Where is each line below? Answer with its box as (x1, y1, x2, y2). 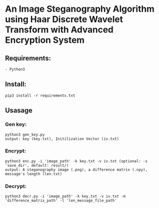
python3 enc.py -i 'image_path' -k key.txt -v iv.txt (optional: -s (5, 159, 148, 164)
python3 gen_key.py (5, 132, 45, 137)
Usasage (5, 106, 33, 115)
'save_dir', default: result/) (5, 163, 69, 168)
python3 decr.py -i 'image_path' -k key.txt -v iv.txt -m (5, 194, 126, 199)
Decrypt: (5, 183, 27, 189)
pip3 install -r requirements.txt (5, 93, 76, 98)
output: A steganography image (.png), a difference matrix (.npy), (5, 167, 148, 172)
